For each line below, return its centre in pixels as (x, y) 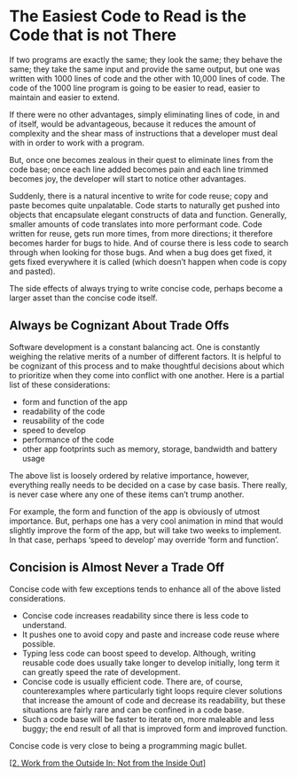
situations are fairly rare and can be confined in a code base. (133, 710)
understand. (44, 625)
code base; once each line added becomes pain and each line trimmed (139, 169)
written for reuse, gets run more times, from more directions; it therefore (141, 233)
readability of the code (63, 411)
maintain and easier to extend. (64, 97)
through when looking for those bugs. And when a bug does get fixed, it (141, 252)
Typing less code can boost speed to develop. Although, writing (139, 653)
